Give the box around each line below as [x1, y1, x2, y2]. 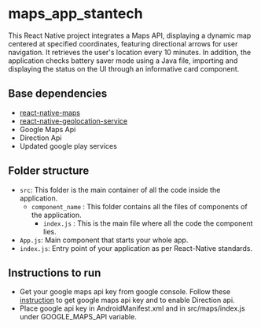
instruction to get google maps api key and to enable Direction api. [19, 296, 235, 305]
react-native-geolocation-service [19, 116, 128, 126]
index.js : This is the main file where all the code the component [42, 218, 253, 228]
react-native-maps [19, 108, 81, 117]
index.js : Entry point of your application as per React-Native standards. [19, 243, 253, 252]
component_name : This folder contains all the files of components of [31, 201, 248, 211]
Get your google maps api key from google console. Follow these [19, 287, 230, 297]
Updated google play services [19, 141, 118, 150]
